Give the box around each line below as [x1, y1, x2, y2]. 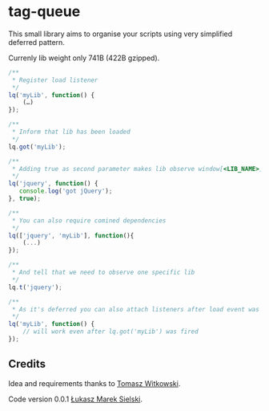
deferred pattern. [8, 37, 66, 47]
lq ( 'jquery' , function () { [8, 180, 98, 188]
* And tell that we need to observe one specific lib [11, 268, 195, 277]
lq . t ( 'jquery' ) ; [8, 283, 62, 291]
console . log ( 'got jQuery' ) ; [18, 187, 113, 195]
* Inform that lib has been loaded [11, 128, 130, 136]
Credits [8, 357, 46, 371]
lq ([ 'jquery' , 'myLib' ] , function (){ [8, 231, 134, 239]
